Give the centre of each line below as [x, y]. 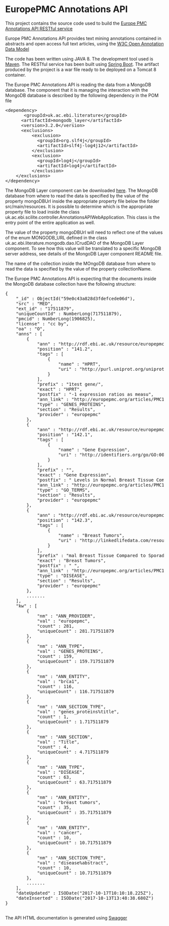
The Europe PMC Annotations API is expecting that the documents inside [81, 279]
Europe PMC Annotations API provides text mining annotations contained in [83, 38]
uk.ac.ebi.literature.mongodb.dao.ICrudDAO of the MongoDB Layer [75, 243]
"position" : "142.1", [65, 435]
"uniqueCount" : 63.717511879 [74, 782]
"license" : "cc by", [43, 324]
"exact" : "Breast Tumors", [72, 560]
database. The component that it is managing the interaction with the [77, 90]
